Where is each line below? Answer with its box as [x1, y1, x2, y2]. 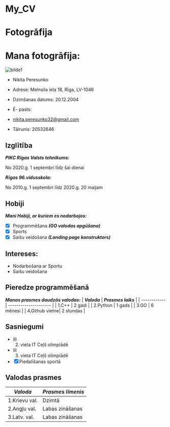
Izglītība [5, 141, 33, 150]
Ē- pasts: [12, 106, 32, 113]
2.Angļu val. [8, 405, 37, 412]
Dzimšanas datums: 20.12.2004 [12, 97, 79, 103]
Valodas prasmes [5, 373, 62, 381]
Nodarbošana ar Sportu [12, 263, 63, 269]
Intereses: [5, 249, 38, 258]
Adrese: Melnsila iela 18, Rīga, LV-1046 [12, 86, 94, 93]
